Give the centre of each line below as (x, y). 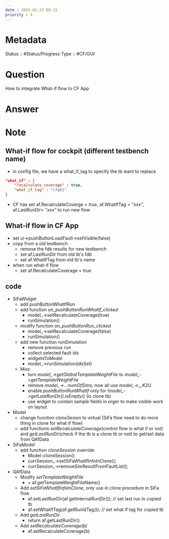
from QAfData (34, 439)
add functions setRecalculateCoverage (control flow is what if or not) (92, 428)
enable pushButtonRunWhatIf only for (67, 391)
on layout (37, 407)
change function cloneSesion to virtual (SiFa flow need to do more (89, 417)
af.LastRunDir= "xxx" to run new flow (51, 210)
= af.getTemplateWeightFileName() (64, 482)
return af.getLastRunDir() (54, 520)
